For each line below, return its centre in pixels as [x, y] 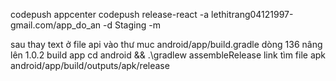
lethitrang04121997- [252, 14]
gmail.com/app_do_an [56, 25]
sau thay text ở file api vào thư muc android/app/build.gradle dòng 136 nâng [166, 44]
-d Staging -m [132, 25]
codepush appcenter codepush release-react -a [110, 14]
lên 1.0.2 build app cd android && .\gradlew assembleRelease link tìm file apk [168, 55]
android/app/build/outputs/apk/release [90, 65]
